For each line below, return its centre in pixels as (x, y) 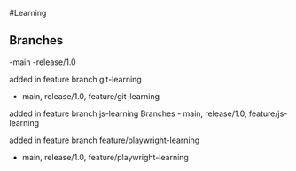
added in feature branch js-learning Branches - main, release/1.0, (128, 113)
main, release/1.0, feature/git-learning (91, 96)
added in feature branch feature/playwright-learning (105, 140)
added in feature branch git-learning (75, 79)
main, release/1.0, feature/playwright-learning (105, 157)
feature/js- (268, 113)
